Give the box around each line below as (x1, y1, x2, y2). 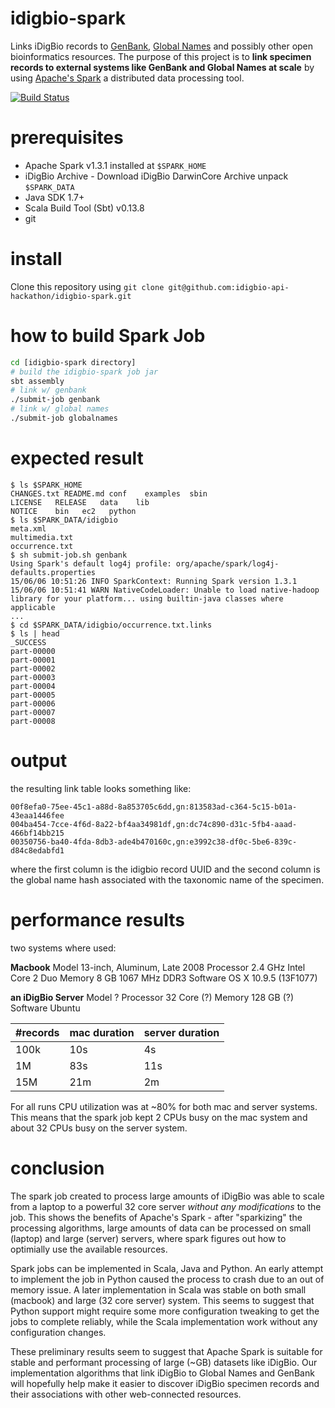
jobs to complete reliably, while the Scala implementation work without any (10, 1315, 318, 1327)
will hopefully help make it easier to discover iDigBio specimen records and (10, 1377, 320, 1389)
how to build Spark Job (10, 325, 206, 347)
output (10, 750, 68, 772)
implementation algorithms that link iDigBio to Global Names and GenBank (10, 1367, 315, 1379)
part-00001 (10, 655, 56, 665)
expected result (10, 447, 144, 470)
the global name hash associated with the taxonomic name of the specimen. (10, 873, 325, 886)
